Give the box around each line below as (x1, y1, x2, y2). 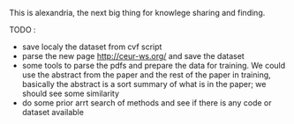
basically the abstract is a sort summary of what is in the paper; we (21, 79, 267, 89)
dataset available (21, 107, 84, 117)
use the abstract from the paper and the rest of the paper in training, (21, 69, 271, 80)
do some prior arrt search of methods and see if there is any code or (21, 98, 272, 108)
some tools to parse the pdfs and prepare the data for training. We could (21, 61, 286, 70)
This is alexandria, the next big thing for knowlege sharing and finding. (9, 8, 266, 18)
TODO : (9, 25, 37, 34)
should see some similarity (21, 88, 120, 98)
